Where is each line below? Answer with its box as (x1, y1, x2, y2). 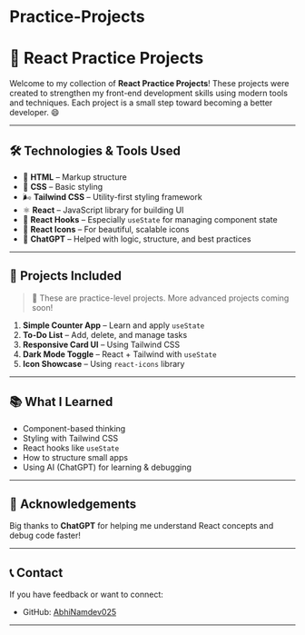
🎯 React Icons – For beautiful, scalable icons (22, 223, 190, 234)
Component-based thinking (22, 422, 126, 433)
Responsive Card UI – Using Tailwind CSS (22, 339, 181, 350)
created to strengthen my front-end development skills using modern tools (9, 88, 289, 99)
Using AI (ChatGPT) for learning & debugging (22, 461, 192, 472)
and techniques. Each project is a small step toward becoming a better (9, 97, 273, 108)
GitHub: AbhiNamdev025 (22, 607, 117, 618)
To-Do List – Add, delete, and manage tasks (22, 329, 188, 340)
